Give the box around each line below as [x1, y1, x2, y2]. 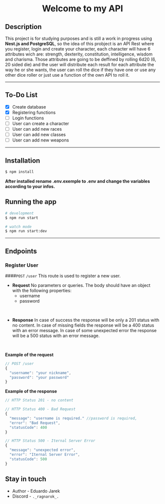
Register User [5, 261, 38, 268]
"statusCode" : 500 [9, 456, 48, 462]
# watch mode [5, 224, 32, 229]
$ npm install [5, 169, 34, 174]
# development [5, 211, 34, 216]
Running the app [5, 197, 56, 206]
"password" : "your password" [9, 375, 69, 380]
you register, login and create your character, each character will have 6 [5, 46, 151, 52]
